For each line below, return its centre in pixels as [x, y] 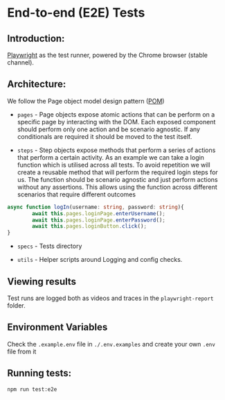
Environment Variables [57, 327]
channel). [21, 62]
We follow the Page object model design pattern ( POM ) [86, 101]
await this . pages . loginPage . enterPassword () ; [99, 220]
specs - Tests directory [49, 246]
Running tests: [39, 373]
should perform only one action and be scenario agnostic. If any [109, 129]
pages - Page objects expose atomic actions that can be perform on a [116, 114]
